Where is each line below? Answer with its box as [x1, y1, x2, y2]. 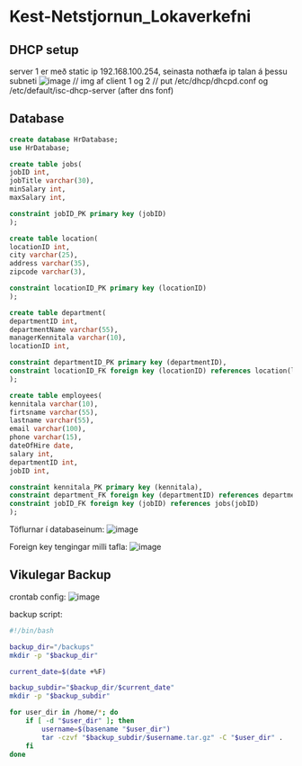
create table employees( [9, 391, 102, 400]
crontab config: [9, 591, 67, 602]
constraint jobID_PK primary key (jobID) [9, 209, 167, 218]
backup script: [9, 608, 63, 619]
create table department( [9, 308, 106, 317]
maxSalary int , [9, 194, 67, 203]
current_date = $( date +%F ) [9, 667, 106, 676]
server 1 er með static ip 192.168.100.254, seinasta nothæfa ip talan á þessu [9, 66, 288, 77]
